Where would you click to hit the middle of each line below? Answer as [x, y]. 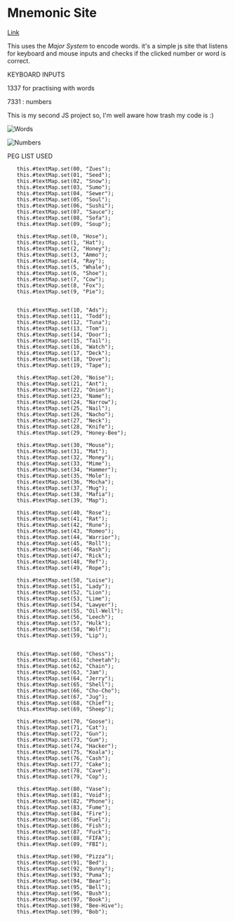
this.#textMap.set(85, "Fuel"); [64, 820]
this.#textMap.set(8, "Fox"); [61, 286]
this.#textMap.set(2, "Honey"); [64, 248]
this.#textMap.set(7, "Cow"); [61, 279]
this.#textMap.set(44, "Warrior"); [68, 537]
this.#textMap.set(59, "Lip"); [62, 635]
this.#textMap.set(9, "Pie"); [61, 292]
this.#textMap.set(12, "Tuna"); [64, 322]
